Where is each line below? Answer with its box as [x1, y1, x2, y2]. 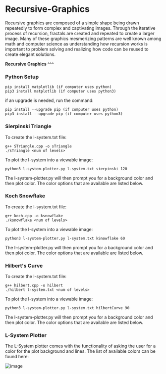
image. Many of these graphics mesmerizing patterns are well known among [5, 36, 162, 42]
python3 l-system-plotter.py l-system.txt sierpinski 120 [5, 166, 127, 171]
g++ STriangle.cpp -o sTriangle [5, 143, 72, 149]
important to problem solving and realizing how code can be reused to [5, 46, 149, 52]
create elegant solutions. [5, 51, 56, 57]
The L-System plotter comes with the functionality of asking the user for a [5, 343, 156, 349]
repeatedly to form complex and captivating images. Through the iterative [5, 25, 156, 31]
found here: [5, 354, 29, 360]
